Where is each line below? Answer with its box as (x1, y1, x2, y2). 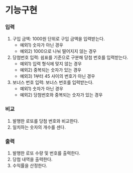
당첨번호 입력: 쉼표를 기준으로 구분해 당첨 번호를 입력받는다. (12, 54, 129, 60)
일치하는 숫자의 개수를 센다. (12, 124, 66, 130)
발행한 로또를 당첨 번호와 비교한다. (12, 118, 79, 124)
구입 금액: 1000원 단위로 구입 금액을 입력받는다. (12, 36, 105, 42)
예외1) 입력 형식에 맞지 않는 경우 (19, 61, 82, 67)
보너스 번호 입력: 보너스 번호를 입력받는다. (12, 79, 94, 85)
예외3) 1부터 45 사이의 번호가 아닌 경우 (19, 73, 96, 79)
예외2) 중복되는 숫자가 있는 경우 (19, 67, 82, 73)
